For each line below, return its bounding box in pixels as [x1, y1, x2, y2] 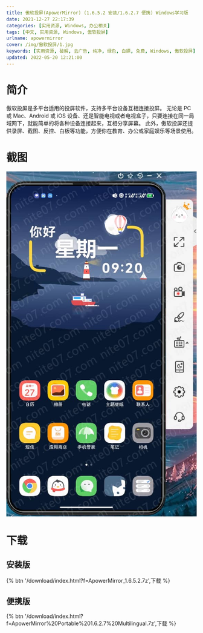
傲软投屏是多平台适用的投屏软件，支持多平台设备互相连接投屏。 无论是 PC [6, 104, 192, 111]
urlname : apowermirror [6, 35, 63, 42]
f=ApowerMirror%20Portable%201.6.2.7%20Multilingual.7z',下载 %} [6, 620, 176, 627]
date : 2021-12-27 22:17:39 [6, 16, 74, 22]
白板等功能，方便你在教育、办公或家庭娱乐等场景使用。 [59, 127, 197, 134]
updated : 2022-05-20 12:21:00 [6, 55, 83, 61]
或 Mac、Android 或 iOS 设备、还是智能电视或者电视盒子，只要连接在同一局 [6, 112, 195, 119]
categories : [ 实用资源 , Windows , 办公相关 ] [6, 22, 111, 28]
